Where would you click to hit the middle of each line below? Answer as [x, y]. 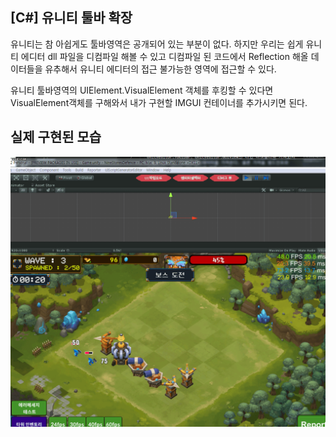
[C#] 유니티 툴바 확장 [71, 18]
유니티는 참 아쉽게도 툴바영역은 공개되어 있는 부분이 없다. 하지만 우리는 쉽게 [157, 44]
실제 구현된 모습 [56, 137]
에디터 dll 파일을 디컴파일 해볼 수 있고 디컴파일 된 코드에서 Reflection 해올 [164, 56]
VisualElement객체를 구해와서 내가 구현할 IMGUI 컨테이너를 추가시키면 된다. [159, 102]
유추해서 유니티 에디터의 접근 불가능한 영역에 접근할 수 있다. [160, 69]
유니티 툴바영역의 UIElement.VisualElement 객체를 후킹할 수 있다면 [142, 90]
